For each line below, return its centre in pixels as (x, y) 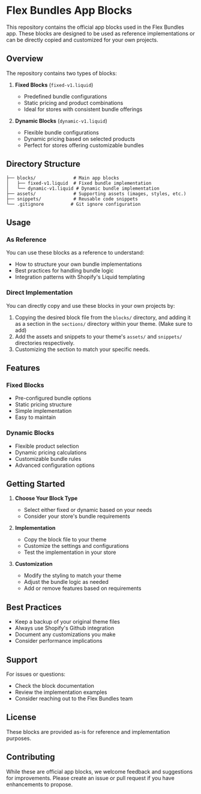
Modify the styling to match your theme (73, 576)
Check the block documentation (55, 685)
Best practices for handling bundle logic (64, 271)
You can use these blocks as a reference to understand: (75, 253)
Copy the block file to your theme (65, 540)
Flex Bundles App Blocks (69, 11)
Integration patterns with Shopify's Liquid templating (80, 277)
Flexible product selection (47, 446)
